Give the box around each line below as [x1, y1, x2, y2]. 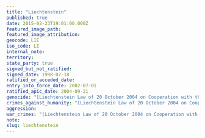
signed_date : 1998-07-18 [6, 71, 70, 78]
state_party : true [6, 60, 53, 66]
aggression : [6, 105, 37, 112]
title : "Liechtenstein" [6, 9, 67, 15]
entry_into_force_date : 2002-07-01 [6, 83, 97, 89]
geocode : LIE [6, 37, 40, 43]
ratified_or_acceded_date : [6, 77, 75, 83]
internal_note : [6, 49, 45, 55]
